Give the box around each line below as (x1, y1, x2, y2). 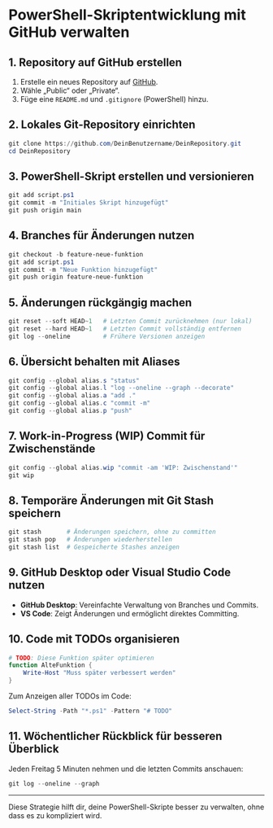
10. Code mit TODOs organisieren (8, 633, 180, 646)
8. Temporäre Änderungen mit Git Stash (8, 493, 214, 507)
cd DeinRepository (8, 147, 71, 156)
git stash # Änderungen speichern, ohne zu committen (8, 528, 217, 537)
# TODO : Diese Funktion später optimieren (8, 654, 154, 662)
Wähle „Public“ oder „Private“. (19, 85, 120, 95)
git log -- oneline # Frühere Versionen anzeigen (8, 332, 206, 340)
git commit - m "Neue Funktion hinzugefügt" (8, 265, 158, 274)
